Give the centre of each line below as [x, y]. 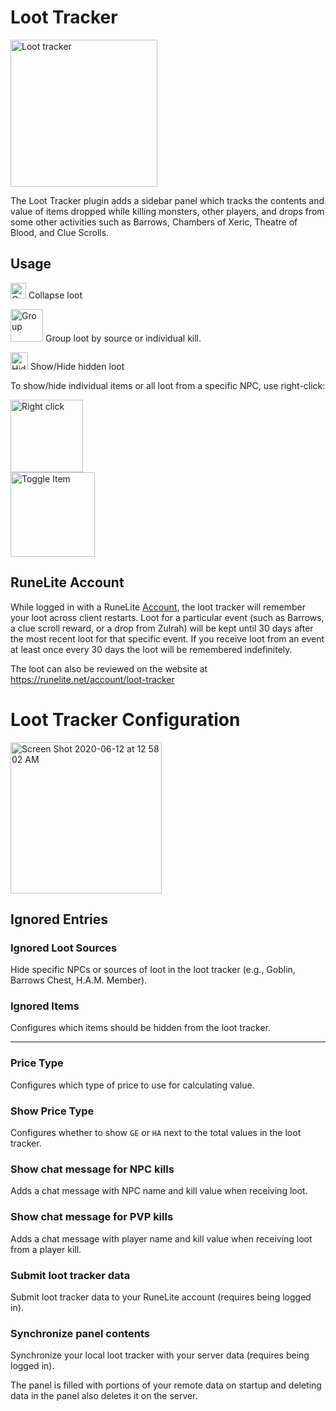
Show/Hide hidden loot [77, 366]
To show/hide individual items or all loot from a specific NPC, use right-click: [168, 385]
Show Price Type [52, 1111]
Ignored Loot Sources [64, 948]
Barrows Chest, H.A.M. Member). [79, 980]
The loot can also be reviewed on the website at [109, 668]
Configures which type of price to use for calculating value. [132, 1085]
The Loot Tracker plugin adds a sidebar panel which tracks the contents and [167, 200]
